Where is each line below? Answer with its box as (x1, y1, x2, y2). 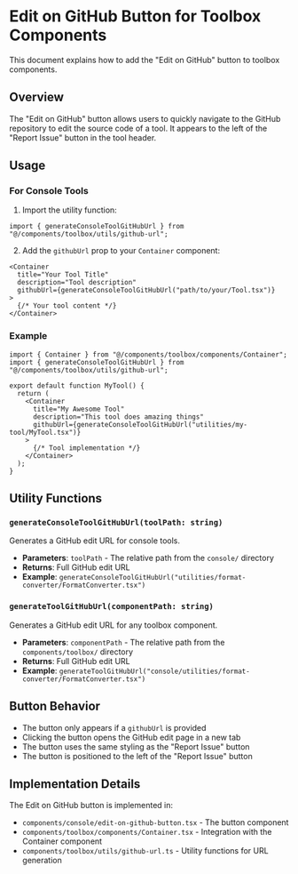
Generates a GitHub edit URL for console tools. (9, 535, 180, 546)
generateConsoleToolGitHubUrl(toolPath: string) (9, 517, 223, 528)
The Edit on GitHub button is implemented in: (9, 800, 174, 811)
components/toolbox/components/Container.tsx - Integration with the (21, 827, 272, 838)
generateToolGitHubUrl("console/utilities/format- (59, 667, 250, 676)
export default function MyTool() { (9, 381, 145, 390)
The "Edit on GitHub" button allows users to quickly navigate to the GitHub (9, 113, 281, 124)
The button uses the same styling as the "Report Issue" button (21, 741, 250, 752)
